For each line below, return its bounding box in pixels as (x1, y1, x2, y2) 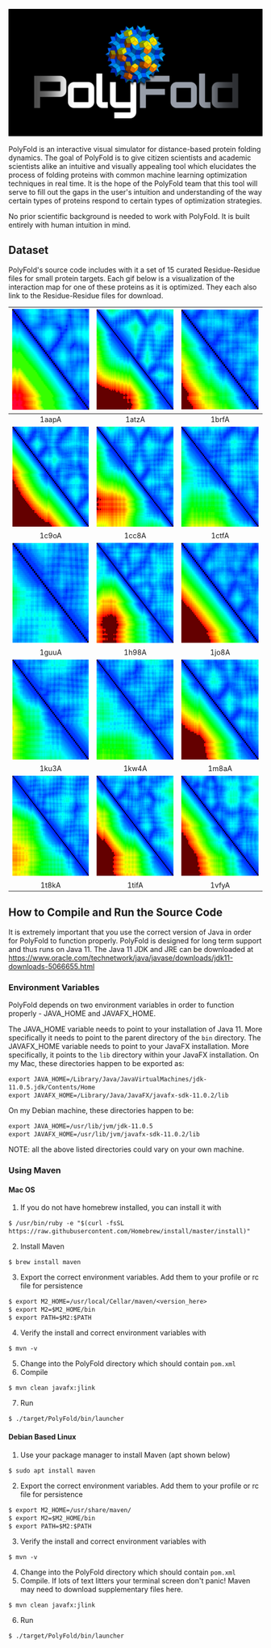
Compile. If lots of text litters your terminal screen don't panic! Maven (19, 1575, 251, 1585)
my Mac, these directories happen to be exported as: (8, 1059, 185, 1068)
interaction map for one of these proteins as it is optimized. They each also (8, 282, 257, 292)
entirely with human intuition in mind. (8, 220, 131, 230)
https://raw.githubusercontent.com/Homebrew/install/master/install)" (8, 1228, 251, 1236)
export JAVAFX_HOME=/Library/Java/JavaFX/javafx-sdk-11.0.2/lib (8, 1092, 229, 1100)
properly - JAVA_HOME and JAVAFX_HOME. (8, 1009, 156, 1018)
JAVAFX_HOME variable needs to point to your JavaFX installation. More (8, 1042, 249, 1052)
